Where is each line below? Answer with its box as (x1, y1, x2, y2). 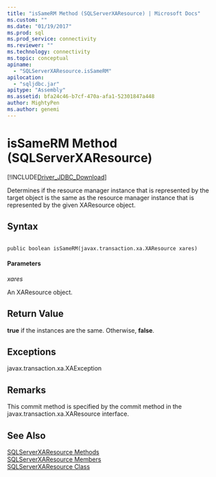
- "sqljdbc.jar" (13, 80, 60, 87)
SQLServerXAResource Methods (7, 447, 99, 456)
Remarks (7, 384, 47, 396)
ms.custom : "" (7, 16, 48, 23)
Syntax (7, 221, 38, 232)
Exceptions (7, 346, 56, 357)
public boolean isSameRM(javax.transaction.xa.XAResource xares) (7, 245, 197, 252)
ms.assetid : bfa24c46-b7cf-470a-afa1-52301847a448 (7, 93, 155, 100)
